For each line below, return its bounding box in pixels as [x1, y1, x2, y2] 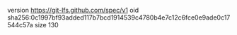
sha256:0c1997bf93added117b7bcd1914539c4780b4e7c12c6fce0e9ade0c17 [7, 13, 231, 22]
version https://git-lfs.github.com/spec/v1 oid [7, 6, 139, 14]
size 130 [34, 21, 59, 29]
